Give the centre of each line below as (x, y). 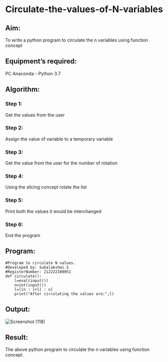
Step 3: (14, 152)
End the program (23, 235)
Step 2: (14, 128)
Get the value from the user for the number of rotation (61, 163)
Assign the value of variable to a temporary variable (59, 139)
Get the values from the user (35, 115)
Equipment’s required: (41, 61)
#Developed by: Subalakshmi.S (37, 267)
